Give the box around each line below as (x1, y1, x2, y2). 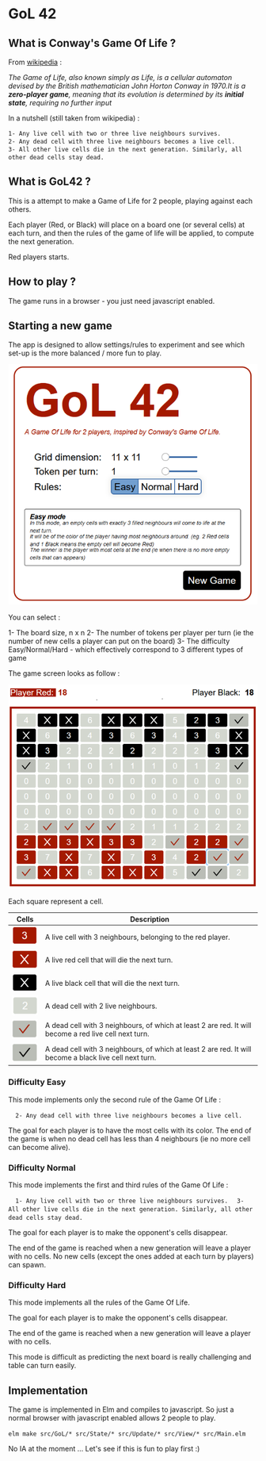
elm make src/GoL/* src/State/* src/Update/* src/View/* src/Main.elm (8, 1430, 246, 1438)
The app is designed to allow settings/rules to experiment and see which (8, 340, 245, 350)
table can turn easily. (8, 1361, 77, 1371)
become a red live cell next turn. (44, 1029, 150, 1039)
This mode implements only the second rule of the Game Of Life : (8, 1095, 222, 1104)
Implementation (8, 1383, 89, 1397)
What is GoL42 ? (8, 175, 91, 189)
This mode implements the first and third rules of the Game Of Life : (8, 1179, 229, 1190)
